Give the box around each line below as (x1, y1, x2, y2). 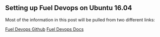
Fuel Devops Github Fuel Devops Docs (5, 26, 84, 32)
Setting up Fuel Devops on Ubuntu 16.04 (5, 4, 133, 12)
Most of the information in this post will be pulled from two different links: (5, 17, 155, 22)
